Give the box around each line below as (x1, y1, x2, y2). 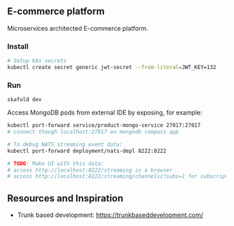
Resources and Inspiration (7, 192, 124, 204)
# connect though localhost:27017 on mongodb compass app (7, 128, 179, 135)
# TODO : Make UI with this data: (7, 160, 104, 167)
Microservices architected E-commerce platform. (7, 24, 148, 32)
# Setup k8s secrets (7, 57, 68, 65)
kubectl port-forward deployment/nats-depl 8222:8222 (7, 147, 167, 154)
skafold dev (7, 96, 42, 103)
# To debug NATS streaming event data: (7, 141, 123, 148)
